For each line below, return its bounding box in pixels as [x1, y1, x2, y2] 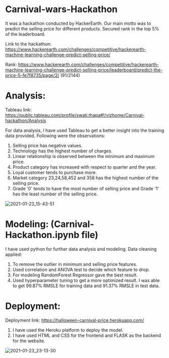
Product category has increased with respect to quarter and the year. [12, 164, 156, 170]
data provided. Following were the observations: [5, 133, 106, 139]
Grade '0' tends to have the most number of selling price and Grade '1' [12, 185, 159, 191]
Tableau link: [5, 106, 32, 112]
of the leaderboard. [5, 31, 45, 37]
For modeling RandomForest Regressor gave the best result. [12, 272, 138, 278]
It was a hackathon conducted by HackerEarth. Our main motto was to [5, 20, 151, 26]
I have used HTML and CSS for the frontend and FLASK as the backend [12, 332, 161, 338]
